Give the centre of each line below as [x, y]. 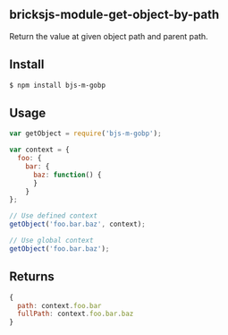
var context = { [39, 150]
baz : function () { [67, 175]
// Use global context [51, 241]
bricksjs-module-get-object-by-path [114, 15]
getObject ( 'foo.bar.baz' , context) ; [77, 224]
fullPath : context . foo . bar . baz [76, 314]
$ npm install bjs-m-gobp [57, 85]
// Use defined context [54, 216]
